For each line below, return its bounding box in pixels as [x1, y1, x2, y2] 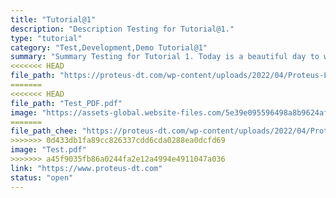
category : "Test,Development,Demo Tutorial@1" [10, 42, 208, 53]
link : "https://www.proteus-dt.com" [10, 163, 163, 173]
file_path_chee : [10, 126, 78, 136]
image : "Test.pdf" [10, 145, 87, 155]
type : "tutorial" [10, 33, 83, 43]
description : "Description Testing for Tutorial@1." [10, 24, 235, 34]
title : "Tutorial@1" [10, 14, 97, 25]
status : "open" [10, 172, 74, 183]
